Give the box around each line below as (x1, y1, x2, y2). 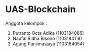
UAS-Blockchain (5, 4, 76, 15)
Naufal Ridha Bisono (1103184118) (12, 35, 82, 41)
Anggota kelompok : (5, 20, 48, 26)
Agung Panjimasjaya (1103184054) (12, 40, 84, 46)
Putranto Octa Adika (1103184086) (12, 30, 84, 36)
